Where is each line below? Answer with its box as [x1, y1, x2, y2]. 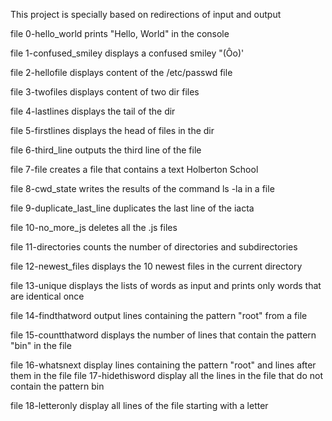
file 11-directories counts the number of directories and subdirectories [10, 241, 298, 253]
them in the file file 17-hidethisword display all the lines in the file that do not [10, 370, 324, 381]
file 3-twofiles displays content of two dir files [10, 86, 200, 98]
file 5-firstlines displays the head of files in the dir [10, 125, 215, 136]
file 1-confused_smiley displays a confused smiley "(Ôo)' [10, 47, 245, 59]
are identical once [10, 290, 85, 302]
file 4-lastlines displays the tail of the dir [10, 105, 176, 117]
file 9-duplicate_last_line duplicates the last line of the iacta [10, 202, 255, 214]
